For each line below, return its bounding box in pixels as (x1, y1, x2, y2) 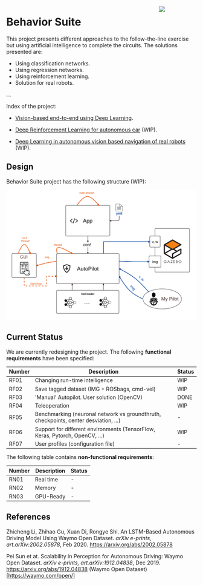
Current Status (6, 332, 63, 342)
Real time (35, 476, 59, 483)
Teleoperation (35, 402, 69, 409)
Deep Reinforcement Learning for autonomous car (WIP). (14, 126, 158, 133)
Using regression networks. (14, 66, 84, 73)
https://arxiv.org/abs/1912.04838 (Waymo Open (6, 565, 125, 572)
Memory (35, 484, 56, 492)
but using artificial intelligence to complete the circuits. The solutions (6, 41, 178, 48)
